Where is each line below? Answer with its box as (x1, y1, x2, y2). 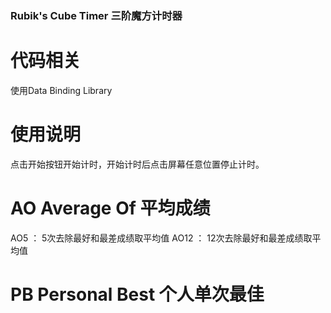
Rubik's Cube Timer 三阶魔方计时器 (10, 8, 183, 22)
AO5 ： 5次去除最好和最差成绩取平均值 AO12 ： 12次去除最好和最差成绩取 (10, 232, 313, 244)
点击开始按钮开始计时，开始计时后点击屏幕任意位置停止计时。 (10, 158, 265, 170)
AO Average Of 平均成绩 (10, 197, 211, 219)
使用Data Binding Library (10, 84, 113, 96)
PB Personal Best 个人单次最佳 (10, 283, 265, 306)
